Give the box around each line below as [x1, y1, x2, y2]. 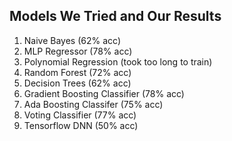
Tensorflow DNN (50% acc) [23, 119, 139, 131]
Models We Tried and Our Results [9, 8, 222, 25]
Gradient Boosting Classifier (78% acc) [23, 87, 185, 99]
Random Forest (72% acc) [23, 66, 132, 78]
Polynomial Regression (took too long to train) [23, 55, 213, 68]
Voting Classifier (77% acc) [23, 109, 137, 121]
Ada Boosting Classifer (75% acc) [23, 98, 164, 110]
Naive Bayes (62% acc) [23, 34, 122, 46]
